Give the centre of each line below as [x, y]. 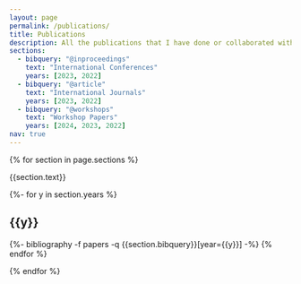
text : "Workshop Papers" [72, 117]
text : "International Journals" [86, 92]
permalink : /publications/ [60, 26]
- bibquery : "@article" [61, 84]
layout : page [34, 17]
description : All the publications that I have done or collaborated [142, 43]
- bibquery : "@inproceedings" [73, 59]
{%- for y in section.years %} [64, 194]
